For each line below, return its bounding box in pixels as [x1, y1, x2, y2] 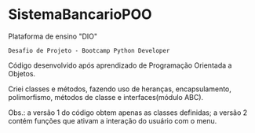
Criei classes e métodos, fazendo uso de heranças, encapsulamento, [8, 84, 231, 94]
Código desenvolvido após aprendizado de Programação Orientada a [8, 61, 232, 70]
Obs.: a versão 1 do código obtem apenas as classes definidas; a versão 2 [8, 108, 248, 117]
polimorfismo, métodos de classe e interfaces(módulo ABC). [8, 92, 204, 102]
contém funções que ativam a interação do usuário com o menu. [8, 116, 217, 125]
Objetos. [8, 68, 36, 78]
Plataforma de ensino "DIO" [8, 31, 98, 41]
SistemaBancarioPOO [8, 6, 152, 24]
